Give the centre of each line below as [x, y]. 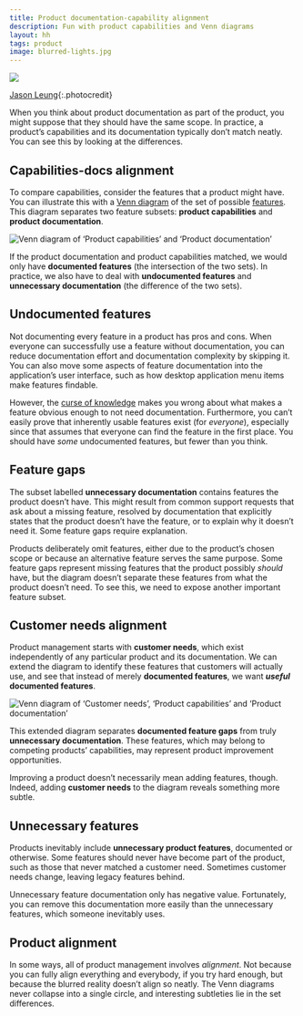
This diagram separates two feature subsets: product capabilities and [141, 212]
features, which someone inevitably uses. [87, 914]
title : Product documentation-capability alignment [109, 18]
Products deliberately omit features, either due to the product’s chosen [142, 548]
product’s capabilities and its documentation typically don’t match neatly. [146, 132]
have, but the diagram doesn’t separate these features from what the [139, 577]
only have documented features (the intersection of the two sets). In [139, 266]
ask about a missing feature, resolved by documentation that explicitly [141, 511]
